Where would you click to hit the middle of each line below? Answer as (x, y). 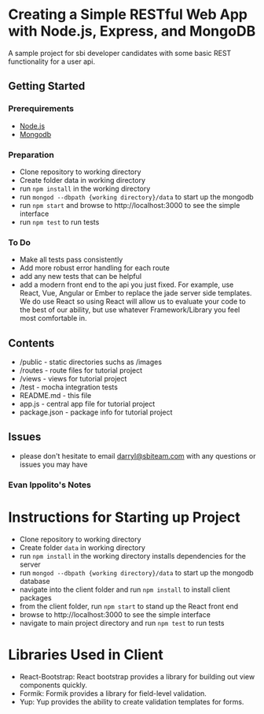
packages (36, 597)
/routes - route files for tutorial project (81, 370)
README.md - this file (55, 396)
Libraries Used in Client (86, 654)
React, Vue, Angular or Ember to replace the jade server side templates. (136, 293)
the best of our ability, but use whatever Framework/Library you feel (130, 310)
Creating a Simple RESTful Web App (128, 15)
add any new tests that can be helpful (81, 277)
